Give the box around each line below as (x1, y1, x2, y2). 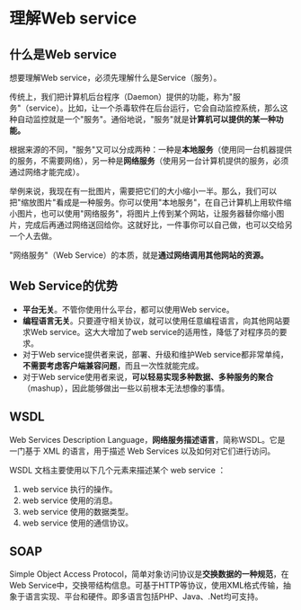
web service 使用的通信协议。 (22, 517, 134, 528)
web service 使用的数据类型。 (22, 506, 134, 517)
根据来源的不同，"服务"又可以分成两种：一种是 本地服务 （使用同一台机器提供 (9, 145, 293, 155)
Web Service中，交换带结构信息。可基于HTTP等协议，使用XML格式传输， (9, 580, 284, 591)
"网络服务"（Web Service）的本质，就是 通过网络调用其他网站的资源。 (9, 250, 269, 261)
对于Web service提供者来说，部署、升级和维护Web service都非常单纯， (22, 349, 289, 359)
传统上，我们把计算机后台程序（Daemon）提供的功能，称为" (9, 92, 234, 102)
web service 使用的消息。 (22, 495, 119, 506)
